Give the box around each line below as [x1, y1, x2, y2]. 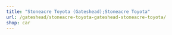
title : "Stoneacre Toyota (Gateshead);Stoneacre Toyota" [6, 8, 151, 15]
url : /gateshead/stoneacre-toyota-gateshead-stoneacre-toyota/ [6, 14, 167, 20]
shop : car [6, 20, 31, 26]
